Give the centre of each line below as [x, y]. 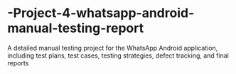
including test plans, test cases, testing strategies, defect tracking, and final [118, 55]
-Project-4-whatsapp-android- [101, 13]
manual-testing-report [76, 28]
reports [18, 63]
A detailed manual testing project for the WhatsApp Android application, [113, 48]
